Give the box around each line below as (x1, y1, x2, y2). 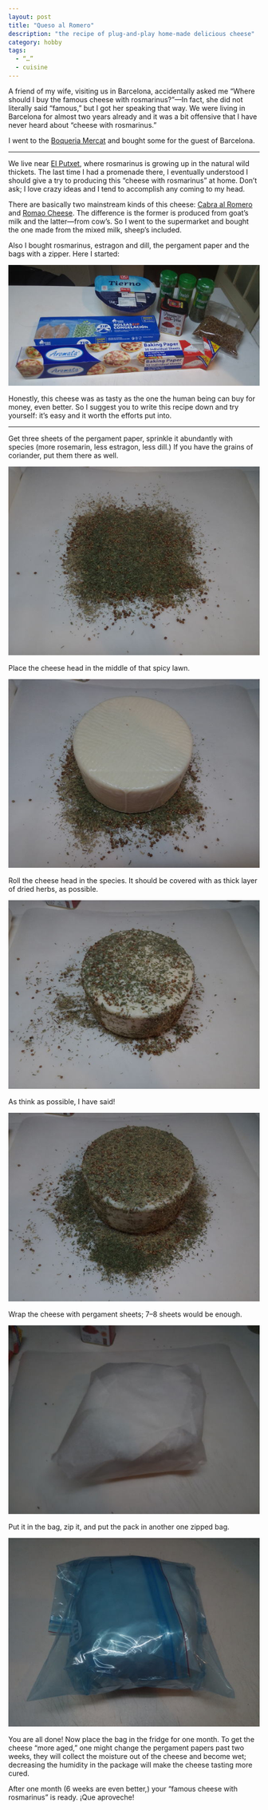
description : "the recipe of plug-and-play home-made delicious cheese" (8, 30, 255, 38)
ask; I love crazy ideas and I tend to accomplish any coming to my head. (8, 184, 246, 193)
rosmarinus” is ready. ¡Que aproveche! (8, 1792, 135, 1802)
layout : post (8, 13, 52, 21)
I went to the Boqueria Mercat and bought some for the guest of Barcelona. (8, 136, 255, 145)
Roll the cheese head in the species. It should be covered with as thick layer (8, 875, 258, 885)
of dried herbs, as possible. (8, 884, 98, 893)
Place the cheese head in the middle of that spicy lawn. (8, 663, 190, 672)
